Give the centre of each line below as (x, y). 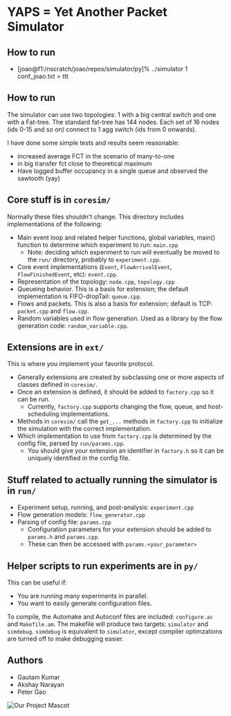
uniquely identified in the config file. (78, 458)
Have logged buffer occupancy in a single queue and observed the (112, 171)
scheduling (43, 414)
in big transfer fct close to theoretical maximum (84, 163)
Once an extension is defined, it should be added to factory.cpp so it (115, 392)
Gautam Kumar (38, 677)
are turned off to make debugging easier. (66, 639)
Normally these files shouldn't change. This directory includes (96, 217)
